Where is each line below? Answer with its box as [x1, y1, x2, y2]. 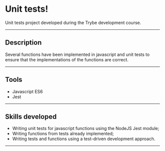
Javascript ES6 [12, 88, 43, 94]
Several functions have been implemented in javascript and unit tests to [5, 51, 150, 57]
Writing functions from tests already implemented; [12, 131, 114, 137]
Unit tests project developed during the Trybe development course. [5, 20, 141, 25]
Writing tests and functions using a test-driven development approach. [12, 136, 156, 142]
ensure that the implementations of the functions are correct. [5, 56, 129, 62]
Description [5, 38, 42, 47]
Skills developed [5, 112, 57, 121]
